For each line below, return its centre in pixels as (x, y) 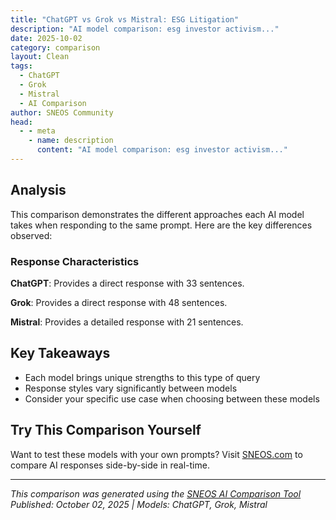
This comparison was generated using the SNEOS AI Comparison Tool (156, 493)
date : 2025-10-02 (46, 38)
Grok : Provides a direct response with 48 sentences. (119, 302)
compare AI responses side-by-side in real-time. (110, 465)
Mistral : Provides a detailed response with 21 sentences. (127, 322)
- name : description (71, 141)
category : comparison (55, 47)
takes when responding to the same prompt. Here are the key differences (161, 225)
